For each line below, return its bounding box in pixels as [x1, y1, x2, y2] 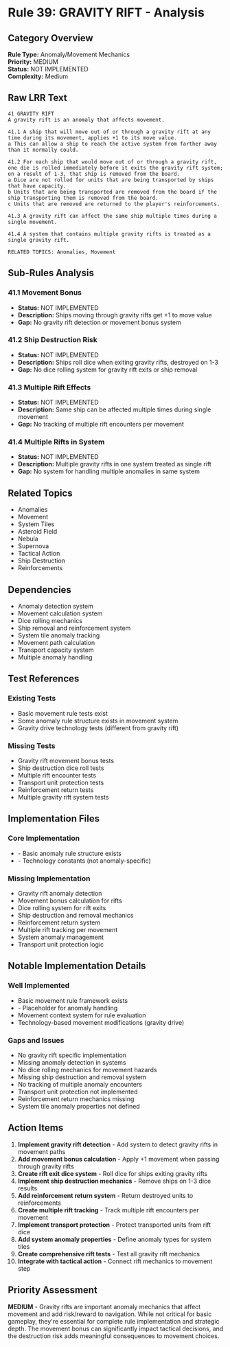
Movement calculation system [17, 609, 103, 618]
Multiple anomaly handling [17, 653, 93, 661]
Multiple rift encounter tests [17, 771, 97, 779]
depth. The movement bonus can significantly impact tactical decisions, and [8, 1324, 224, 1333]
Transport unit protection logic [17, 940, 104, 949]
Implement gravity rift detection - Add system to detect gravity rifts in [17, 1140, 218, 1148]
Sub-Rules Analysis [8, 267, 95, 279]
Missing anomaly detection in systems [17, 1058, 126, 1066]
